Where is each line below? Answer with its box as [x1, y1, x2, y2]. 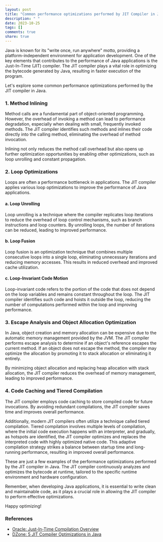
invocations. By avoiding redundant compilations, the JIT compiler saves [5, 403, 150, 410]
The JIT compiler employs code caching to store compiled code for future [5, 399, 153, 404]
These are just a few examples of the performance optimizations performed [5, 459, 157, 464]
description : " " [5, 16, 40, 21]
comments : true [5, 30, 36, 34]
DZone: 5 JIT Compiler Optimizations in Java [12, 531, 102, 537]
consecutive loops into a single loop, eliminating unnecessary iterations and [5, 254, 157, 260]
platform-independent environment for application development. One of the [5, 52, 156, 58]
